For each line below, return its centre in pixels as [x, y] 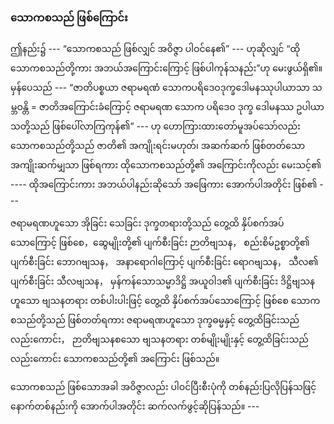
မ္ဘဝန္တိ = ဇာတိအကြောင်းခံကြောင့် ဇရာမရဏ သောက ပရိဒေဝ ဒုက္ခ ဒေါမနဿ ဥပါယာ [167, 107]
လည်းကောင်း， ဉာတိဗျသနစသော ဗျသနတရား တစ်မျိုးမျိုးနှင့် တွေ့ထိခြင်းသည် [159, 339]
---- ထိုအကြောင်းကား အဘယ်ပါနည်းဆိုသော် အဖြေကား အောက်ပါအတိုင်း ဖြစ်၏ [164, 184]
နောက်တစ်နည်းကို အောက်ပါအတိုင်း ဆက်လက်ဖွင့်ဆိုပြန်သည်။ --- [135, 406]
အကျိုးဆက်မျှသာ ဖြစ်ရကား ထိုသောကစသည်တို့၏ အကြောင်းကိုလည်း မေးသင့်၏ [166, 165]
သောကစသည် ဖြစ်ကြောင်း [69, 17]
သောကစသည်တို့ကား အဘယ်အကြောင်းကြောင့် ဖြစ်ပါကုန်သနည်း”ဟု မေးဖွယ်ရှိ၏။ [166, 68]
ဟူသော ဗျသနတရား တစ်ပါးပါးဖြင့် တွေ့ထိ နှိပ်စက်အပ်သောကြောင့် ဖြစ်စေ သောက [165, 301]
